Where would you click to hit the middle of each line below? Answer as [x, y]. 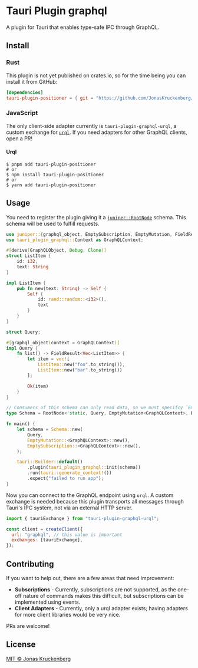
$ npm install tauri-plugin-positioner [55, 175]
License [21, 645]
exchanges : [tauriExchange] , [47, 540]
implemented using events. [47, 602]
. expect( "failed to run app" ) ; [66, 479]
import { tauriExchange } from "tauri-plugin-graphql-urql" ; [83, 518]
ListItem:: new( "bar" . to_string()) [80, 370]
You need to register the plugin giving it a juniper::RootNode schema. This [96, 217]
